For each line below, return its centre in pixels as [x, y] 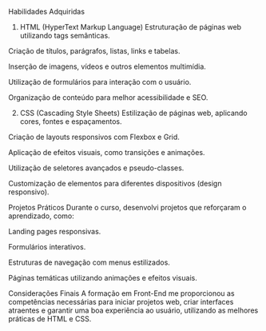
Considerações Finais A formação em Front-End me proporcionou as [121, 293]
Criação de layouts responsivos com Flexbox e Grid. [94, 137]
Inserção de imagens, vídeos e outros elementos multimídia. [107, 66]
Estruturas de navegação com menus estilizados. [89, 262]
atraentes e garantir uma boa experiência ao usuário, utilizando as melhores [133, 310]
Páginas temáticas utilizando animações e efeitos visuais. [103, 278]
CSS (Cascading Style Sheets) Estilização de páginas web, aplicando [133, 113]
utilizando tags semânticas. [65, 36]
